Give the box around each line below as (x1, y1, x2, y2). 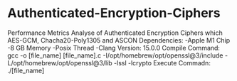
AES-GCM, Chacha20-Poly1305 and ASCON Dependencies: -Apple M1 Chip (7, 36, 231, 44)
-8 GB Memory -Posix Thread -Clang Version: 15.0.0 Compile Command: (7, 43, 221, 52)
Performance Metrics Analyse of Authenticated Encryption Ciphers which (7, 28, 223, 37)
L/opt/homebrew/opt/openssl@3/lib (7, 58, 112, 67)
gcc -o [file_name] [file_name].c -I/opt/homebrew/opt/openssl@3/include (7, 51, 223, 60)
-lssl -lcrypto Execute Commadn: (113, 58, 211, 67)
